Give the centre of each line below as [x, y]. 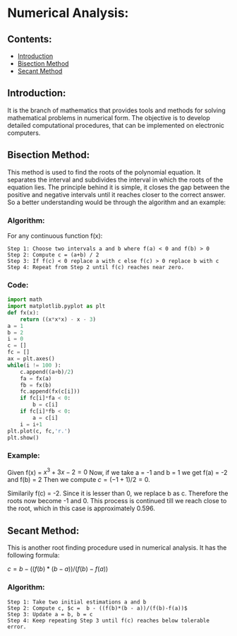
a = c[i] [45, 418]
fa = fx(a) [36, 378]
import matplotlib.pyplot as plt [56, 306]
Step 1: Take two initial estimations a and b [77, 602]
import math [25, 300]
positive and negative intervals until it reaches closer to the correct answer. [116, 194]
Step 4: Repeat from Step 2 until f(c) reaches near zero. [96, 267]
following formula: [34, 555]
